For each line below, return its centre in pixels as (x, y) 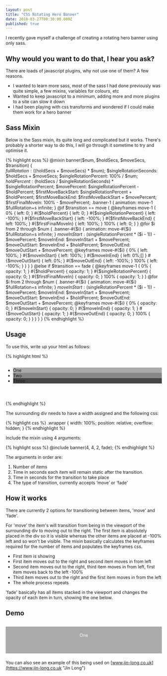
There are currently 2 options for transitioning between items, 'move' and (80, 510)
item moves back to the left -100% (48, 572)
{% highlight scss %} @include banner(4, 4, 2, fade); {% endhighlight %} (80, 447)
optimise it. (17, 150)
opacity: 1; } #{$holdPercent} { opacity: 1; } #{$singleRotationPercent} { (79, 271)
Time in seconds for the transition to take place (61, 477)
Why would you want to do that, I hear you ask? (80, 59)
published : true (22, 24)
